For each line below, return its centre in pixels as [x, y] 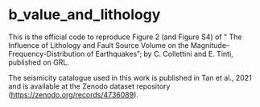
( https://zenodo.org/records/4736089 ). [74, 94]
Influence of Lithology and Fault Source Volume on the [99, 45]
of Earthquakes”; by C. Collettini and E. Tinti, [160, 53]
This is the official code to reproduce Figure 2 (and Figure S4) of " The [125, 37]
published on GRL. [39, 62]
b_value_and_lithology [85, 15]
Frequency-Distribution [47, 53]
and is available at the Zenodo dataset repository [89, 86]
